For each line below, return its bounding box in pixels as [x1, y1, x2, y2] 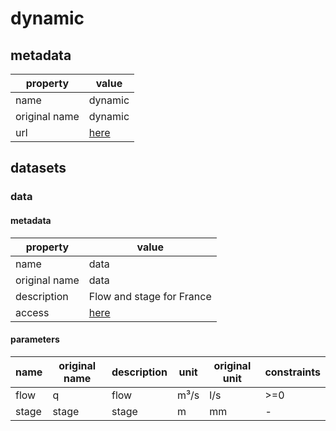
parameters [10, 333, 60, 346]
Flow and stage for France [88, 289, 212, 303]
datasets [10, 160, 67, 177]
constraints [264, 365, 321, 379]
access [15, 305, 50, 319]
